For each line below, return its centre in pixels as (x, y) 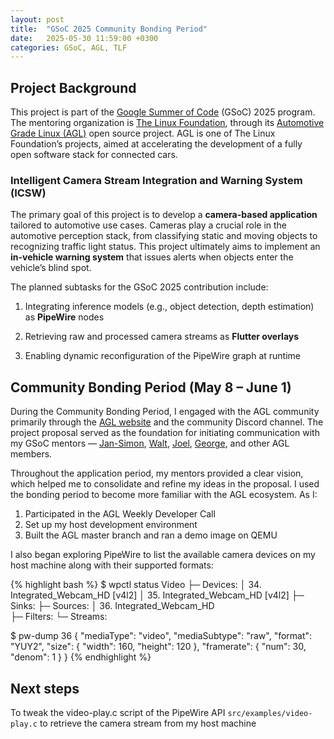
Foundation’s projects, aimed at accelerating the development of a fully (156, 144)
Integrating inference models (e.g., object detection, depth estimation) (169, 307)
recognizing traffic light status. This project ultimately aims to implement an (165, 247)
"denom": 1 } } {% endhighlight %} (81, 657)
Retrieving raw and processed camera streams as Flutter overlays (162, 337)
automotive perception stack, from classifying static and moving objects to (164, 236)
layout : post (37, 19)
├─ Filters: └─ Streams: (59, 617)
